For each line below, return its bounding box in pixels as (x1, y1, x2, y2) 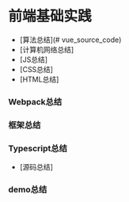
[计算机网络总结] (19, 44, 74, 54)
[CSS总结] (19, 64, 54, 74)
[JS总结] (19, 55, 47, 64)
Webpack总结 (8, 96, 63, 107)
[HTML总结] (19, 74, 59, 84)
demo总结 (8, 184, 47, 195)
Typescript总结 (8, 143, 67, 154)
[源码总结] (19, 162, 54, 172)
